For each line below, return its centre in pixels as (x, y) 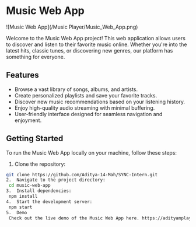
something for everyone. (36, 57)
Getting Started (35, 139)
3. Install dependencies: (39, 191)
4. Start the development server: (49, 202)
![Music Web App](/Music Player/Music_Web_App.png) (72, 27)
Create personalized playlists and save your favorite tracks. (86, 95)
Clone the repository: (40, 164)
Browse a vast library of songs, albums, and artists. (76, 89)
